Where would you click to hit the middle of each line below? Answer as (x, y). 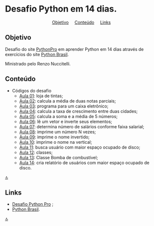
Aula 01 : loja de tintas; (41, 96)
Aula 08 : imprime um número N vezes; (57, 132)
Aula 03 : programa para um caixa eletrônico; (64, 106)
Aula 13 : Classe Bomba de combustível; (59, 157)
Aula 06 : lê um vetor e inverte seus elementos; (66, 121)
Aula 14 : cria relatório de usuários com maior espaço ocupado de (84, 163)
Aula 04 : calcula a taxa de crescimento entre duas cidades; (78, 111)
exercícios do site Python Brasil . (37, 54)
